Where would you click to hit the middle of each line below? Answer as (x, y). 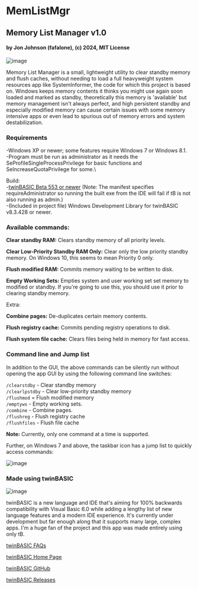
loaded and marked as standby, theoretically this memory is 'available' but (97, 97)
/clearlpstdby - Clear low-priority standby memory (69, 391)
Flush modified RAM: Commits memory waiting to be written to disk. (90, 269)
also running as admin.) (35, 199)
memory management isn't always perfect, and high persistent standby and (98, 103)
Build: (13, 181)
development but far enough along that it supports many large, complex (94, 521)
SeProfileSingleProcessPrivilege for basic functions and (74, 163)
